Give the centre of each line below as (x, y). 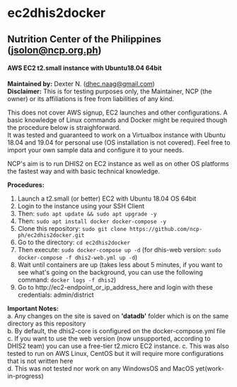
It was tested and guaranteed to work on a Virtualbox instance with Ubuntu (117, 135)
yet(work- (210, 368)
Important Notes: (33, 308)
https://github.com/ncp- (166, 229)
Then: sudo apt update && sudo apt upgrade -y (87, 213)
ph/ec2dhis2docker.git (51, 235)
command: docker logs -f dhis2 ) (67, 280)
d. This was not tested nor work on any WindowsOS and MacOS (101, 368)
